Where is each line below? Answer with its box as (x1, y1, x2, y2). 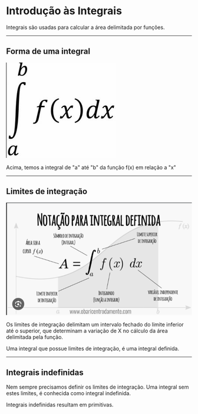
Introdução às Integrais (6, 4, 123, 18)
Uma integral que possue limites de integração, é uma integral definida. (6, 345, 180, 352)
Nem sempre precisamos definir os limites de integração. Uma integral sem (6, 383, 189, 390)
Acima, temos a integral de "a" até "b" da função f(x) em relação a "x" (6, 164, 177, 171)
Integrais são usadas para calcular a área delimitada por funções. (6, 24, 165, 31)
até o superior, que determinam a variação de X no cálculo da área (6, 327, 168, 334)
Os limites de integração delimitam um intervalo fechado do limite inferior (6, 321, 184, 328)
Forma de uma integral (6, 46, 90, 57)
